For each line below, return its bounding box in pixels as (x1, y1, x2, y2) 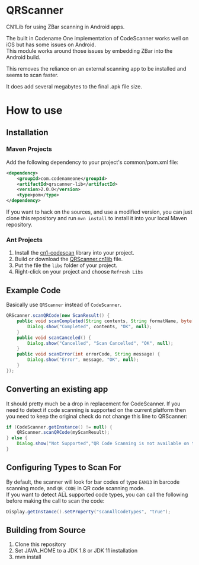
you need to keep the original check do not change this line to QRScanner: (6, 412, 188, 420)
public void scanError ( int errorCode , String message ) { (17, 351, 161, 357)
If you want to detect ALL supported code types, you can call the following (6, 491, 188, 498)
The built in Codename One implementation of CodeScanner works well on (6, 34, 189, 42)
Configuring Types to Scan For (6, 462, 121, 472)
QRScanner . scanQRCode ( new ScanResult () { (6, 313, 110, 319)
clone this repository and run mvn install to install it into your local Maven (6, 215, 188, 222)
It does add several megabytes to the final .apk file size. (6, 82, 142, 90)
